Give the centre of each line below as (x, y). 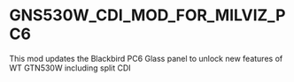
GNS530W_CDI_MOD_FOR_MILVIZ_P (147, 15)
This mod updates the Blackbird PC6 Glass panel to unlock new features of (146, 58)
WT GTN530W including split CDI (70, 68)
